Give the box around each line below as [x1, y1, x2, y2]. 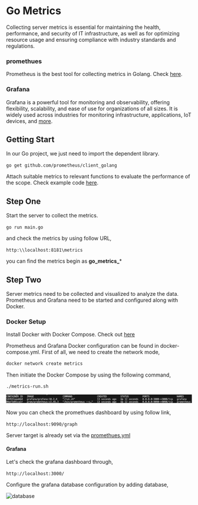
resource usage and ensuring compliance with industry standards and [6, 36, 176, 43]
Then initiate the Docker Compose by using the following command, [6, 371, 171, 378]
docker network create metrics [6, 361, 83, 367]
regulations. [6, 42, 35, 49]
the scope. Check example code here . [6, 179, 99, 186]
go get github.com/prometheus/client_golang [6, 163, 117, 169]
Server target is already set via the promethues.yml [6, 432, 131, 439]
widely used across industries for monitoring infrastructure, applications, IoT [6, 111, 192, 118]
